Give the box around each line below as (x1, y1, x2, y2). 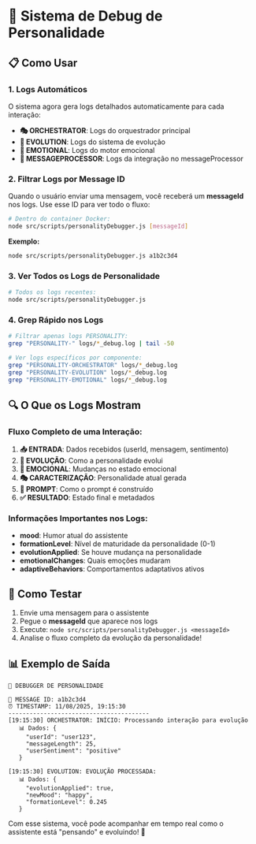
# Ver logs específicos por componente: (8, 354, 143, 362)
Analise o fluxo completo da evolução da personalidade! (19, 634, 202, 643)
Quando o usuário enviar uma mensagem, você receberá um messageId (8, 191, 244, 201)
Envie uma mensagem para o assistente (19, 608, 150, 618)
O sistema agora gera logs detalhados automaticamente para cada (8, 102, 224, 111)
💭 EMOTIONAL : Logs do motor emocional (19, 145, 155, 154)
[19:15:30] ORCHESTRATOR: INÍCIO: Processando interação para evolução (8, 716, 248, 724)
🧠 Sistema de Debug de (8, 7, 163, 25)
